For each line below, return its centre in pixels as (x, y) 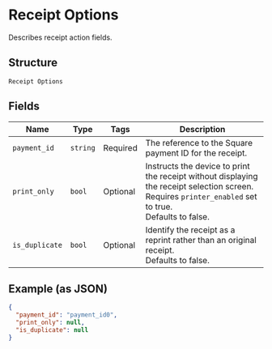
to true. (159, 206)
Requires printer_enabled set (201, 196)
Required (120, 147)
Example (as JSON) (58, 289)
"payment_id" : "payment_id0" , (66, 315)
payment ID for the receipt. (196, 153)
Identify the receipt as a (190, 230)
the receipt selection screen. (200, 186)
